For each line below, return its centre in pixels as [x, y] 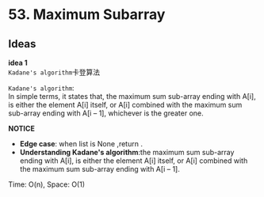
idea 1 [18, 63]
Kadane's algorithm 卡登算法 [54, 72]
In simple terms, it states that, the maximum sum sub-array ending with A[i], [132, 96]
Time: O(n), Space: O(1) [47, 184]
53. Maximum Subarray [87, 15]
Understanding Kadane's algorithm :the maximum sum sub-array [127, 152]
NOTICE [22, 129]
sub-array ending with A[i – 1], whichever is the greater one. [106, 113]
